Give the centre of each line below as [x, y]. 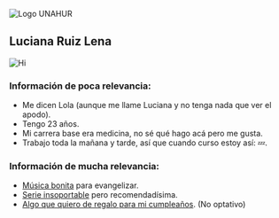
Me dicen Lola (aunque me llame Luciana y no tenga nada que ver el [147, 105]
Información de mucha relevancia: [84, 167]
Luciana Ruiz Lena [61, 41]
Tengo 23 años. [50, 124]
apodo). [36, 114]
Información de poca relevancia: [81, 86]
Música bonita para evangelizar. [80, 185]
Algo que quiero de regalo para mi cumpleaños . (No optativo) [134, 205]
